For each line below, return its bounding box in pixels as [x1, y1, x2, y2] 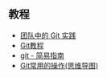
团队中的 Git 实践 [19, 31, 76, 40]
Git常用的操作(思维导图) [19, 60, 99, 70]
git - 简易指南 [19, 51, 64, 60]
